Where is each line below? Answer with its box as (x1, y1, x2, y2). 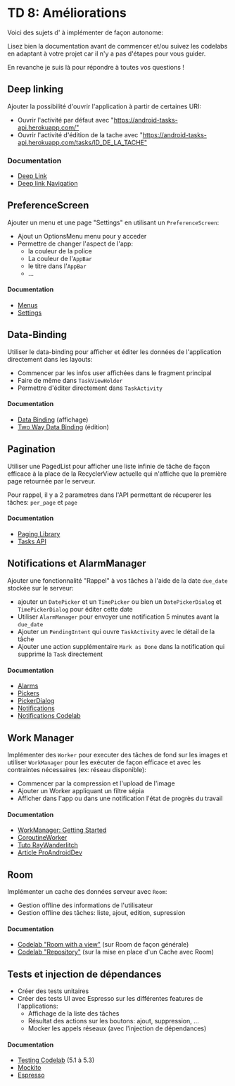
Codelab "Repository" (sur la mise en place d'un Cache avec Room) (17, 948, 215, 956)
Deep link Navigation (17, 179, 78, 188)
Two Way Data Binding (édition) (17, 423, 109, 431)
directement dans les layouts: (7, 355, 93, 363)
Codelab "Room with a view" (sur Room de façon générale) (17, 940, 189, 949)
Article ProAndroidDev (17, 848, 83, 857)
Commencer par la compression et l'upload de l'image (17, 779, 175, 788)
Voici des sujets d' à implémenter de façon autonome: (7, 28, 164, 37)
